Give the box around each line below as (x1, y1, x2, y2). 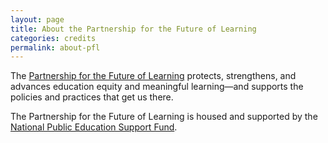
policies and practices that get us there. (10, 91, 174, 103)
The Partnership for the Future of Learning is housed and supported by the (10, 111, 318, 123)
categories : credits (10, 33, 97, 43)
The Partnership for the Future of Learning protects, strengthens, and (10, 70, 297, 82)
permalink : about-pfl (10, 42, 101, 53)
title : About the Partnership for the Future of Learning (10, 24, 257, 34)
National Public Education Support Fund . (10, 121, 178, 133)
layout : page (10, 14, 65, 25)
